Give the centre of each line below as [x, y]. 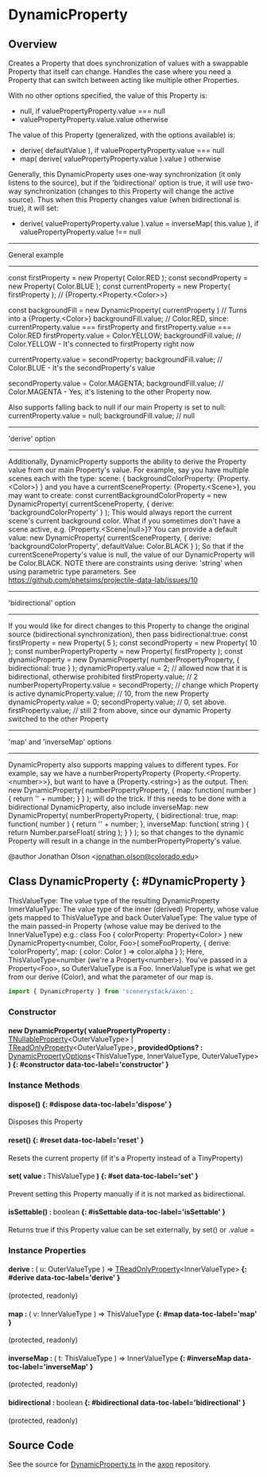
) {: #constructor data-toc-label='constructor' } [89, 1064]
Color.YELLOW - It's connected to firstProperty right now [101, 344]
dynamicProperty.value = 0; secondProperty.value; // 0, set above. [117, 702]
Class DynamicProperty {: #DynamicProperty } [127, 881]
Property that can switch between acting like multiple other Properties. [124, 80]
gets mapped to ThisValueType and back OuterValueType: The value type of [133, 917]
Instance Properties [47, 1250]
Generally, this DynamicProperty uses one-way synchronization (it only [125, 174]
